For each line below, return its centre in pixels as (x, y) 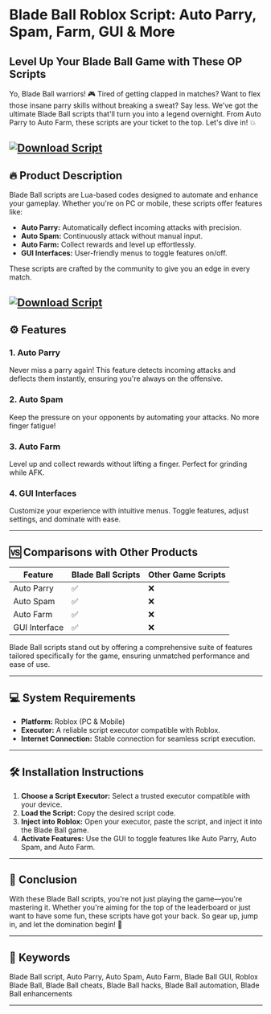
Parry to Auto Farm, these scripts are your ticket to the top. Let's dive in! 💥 (133, 123)
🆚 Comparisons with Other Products (103, 552)
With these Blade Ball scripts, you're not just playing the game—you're (126, 899)
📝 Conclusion (43, 880)
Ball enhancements (41, 994)
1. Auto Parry (35, 353)
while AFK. (27, 472)
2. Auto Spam (36, 399)
